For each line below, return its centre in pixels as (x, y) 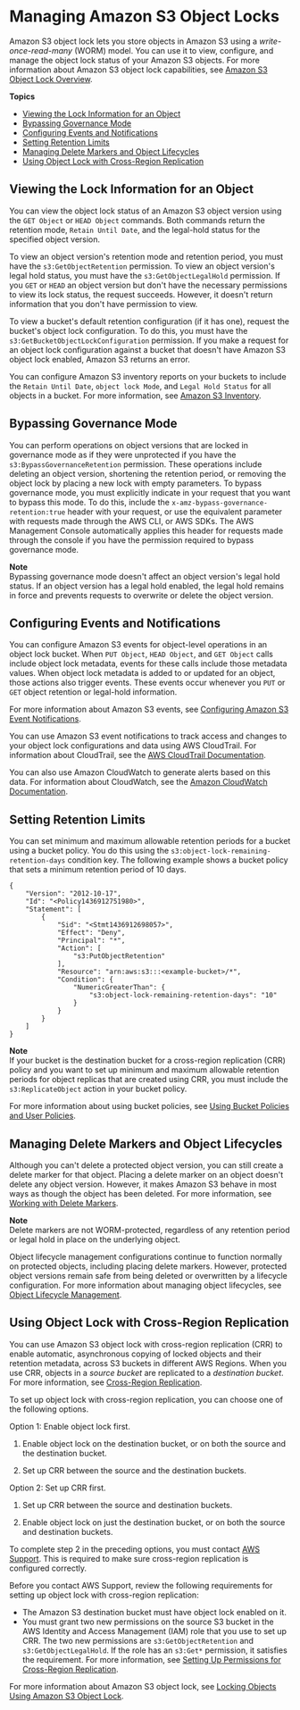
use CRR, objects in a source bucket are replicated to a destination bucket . (146, 1372)
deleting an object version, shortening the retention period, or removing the (148, 473)
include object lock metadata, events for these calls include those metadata (148, 663)
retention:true (37, 512)
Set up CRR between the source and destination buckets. (127, 1505)
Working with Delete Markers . (64, 1203)
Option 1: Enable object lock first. (70, 1426)
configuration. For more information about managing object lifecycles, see (146, 1285)
